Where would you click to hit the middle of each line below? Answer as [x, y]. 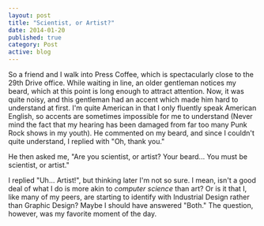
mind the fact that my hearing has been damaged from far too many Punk [128, 124]
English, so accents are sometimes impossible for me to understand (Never [130, 116]
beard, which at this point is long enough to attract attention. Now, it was [126, 91]
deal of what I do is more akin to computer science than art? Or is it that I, [128, 189]
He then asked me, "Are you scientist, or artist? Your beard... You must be [128, 157]
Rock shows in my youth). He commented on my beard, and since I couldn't [132, 133]
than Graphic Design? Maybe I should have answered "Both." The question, [131, 205]
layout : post [30, 15]
